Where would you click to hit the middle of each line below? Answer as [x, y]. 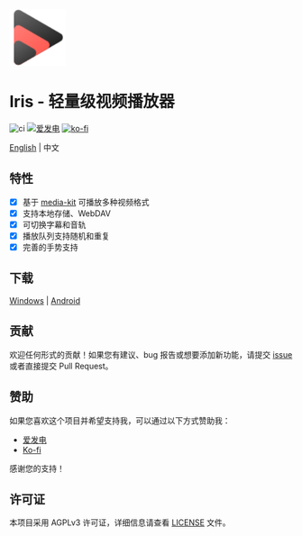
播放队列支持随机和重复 [66, 236]
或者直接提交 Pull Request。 [61, 366]
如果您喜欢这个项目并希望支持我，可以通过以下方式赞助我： [120, 420]
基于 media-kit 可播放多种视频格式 [86, 202]
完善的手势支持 [50, 247]
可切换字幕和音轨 [54, 224]
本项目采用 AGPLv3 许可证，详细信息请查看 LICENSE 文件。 [120, 522]
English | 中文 [35, 147]
